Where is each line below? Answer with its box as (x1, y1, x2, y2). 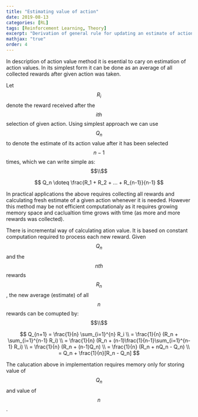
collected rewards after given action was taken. (6, 70, 121, 77)
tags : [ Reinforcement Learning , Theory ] (6, 25, 107, 31)
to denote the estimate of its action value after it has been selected (6, 140, 169, 147)
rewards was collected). (6, 216, 65, 223)
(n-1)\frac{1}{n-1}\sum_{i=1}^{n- (113, 337, 190, 344)
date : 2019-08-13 (6, 14, 49, 20)
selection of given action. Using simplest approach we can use (6, 120, 159, 127)
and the (6, 253, 25, 260)
